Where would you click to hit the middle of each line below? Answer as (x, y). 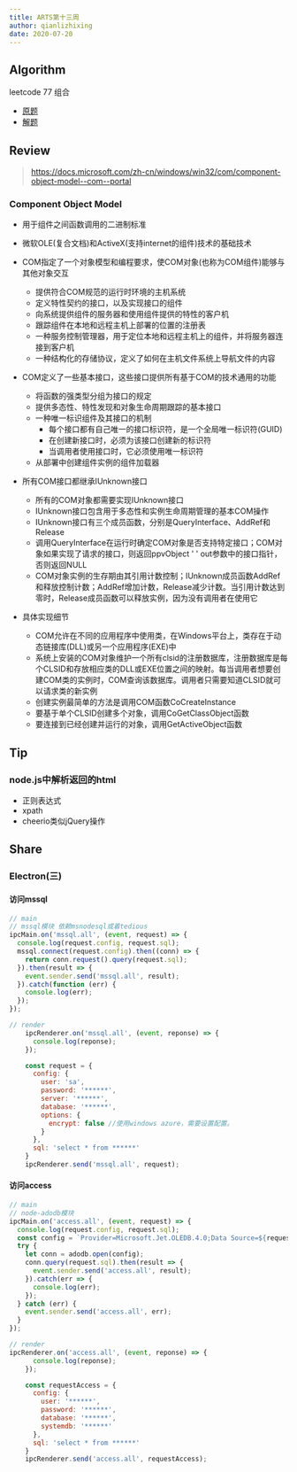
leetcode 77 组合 (40, 92)
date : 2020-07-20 (41, 34)
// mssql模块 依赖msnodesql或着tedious (79, 926)
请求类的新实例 (70, 691)
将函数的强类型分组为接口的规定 (93, 396)
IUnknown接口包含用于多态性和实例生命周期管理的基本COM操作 (152, 511)
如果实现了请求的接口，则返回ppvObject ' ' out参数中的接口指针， (163, 554)
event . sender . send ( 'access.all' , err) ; (99, 1312)
